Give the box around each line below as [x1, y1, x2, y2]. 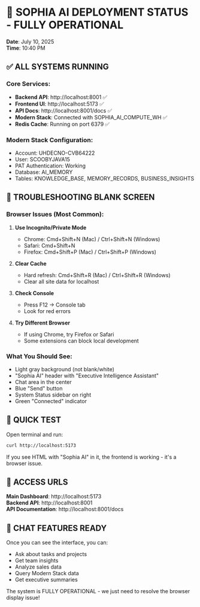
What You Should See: [6, 352, 73, 360]
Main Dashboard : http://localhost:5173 [6, 493, 102, 500]
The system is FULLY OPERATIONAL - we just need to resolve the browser [6, 588, 190, 595]
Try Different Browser [14, 319, 71, 326]
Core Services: [6, 80, 51, 88]
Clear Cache [14, 260, 47, 267]
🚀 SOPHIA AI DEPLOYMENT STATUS [6, 5, 189, 19]
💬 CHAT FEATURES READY [6, 523, 107, 533]
